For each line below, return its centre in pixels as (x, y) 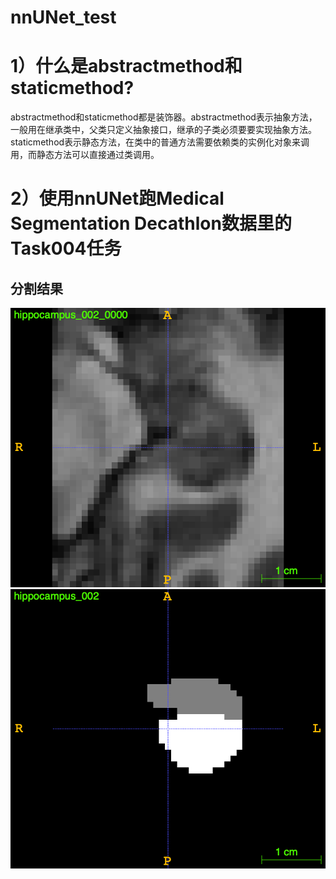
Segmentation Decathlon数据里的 (151, 223)
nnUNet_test (63, 17)
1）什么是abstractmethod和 (126, 66)
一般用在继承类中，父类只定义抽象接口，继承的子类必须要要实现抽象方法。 (163, 130)
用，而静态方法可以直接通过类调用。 (85, 155)
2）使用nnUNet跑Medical (117, 198)
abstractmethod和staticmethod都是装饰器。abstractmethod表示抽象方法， (164, 117)
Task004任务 (66, 248)
